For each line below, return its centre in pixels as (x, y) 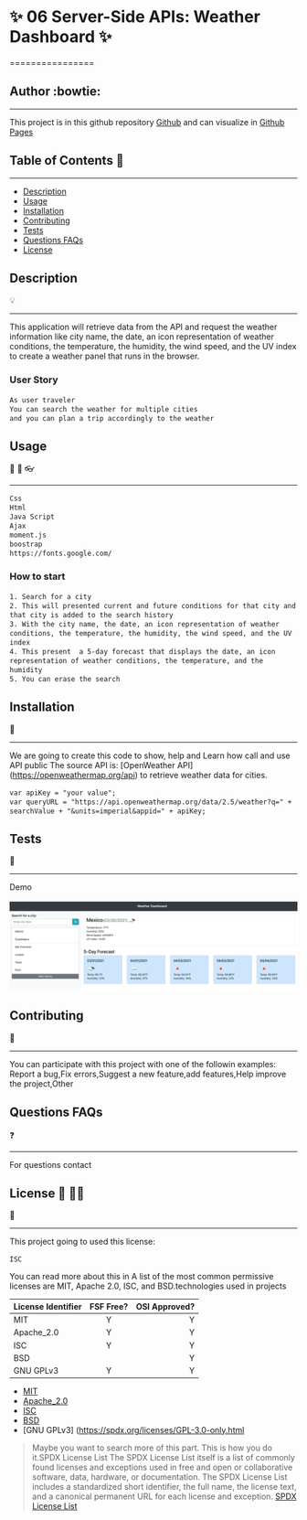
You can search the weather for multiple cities (104, 409)
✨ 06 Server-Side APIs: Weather (135, 17)
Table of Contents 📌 (67, 161)
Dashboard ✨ (61, 37)
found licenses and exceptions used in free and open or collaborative (162, 1467)
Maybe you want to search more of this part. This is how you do (152, 1448)
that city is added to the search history (91, 615)
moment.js (28, 535)
